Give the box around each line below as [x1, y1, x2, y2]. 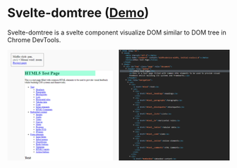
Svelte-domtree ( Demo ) [7, 5, 150, 21]
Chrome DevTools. [7, 35, 61, 44]
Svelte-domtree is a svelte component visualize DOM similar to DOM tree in [7, 28, 227, 37]
